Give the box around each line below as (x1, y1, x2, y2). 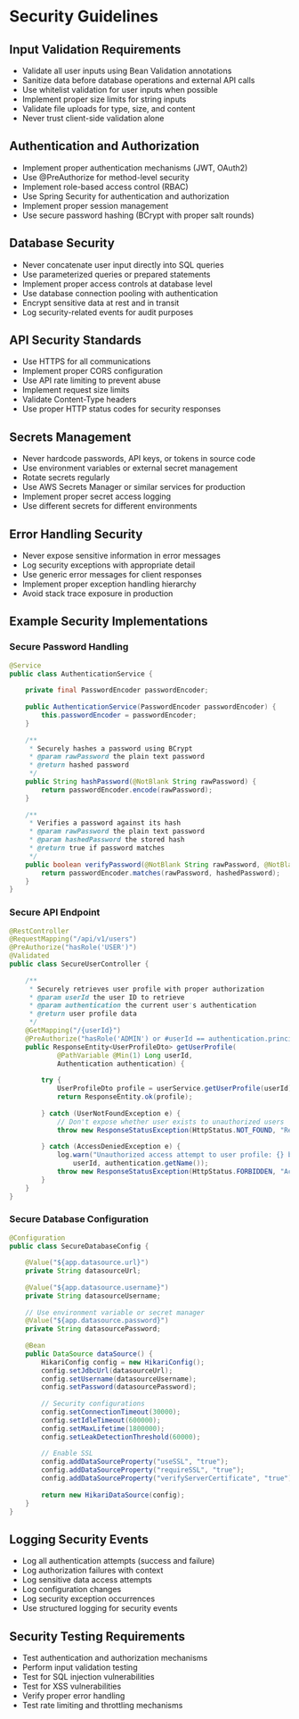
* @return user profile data (28, 1009, 138, 1018)
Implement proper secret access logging (21, 491, 172, 502)
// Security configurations (41, 1399, 145, 1408)
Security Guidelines (9, 6, 158, 27)
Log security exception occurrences (21, 1593, 156, 1604)
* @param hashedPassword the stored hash (28, 835, 185, 844)
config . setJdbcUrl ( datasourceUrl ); (41, 1366, 174, 1375)
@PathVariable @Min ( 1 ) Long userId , (56, 1050, 193, 1059)
